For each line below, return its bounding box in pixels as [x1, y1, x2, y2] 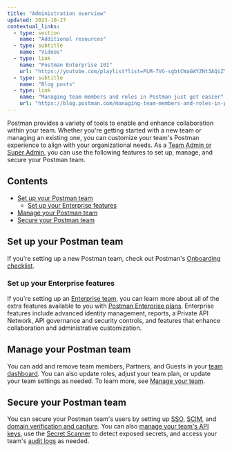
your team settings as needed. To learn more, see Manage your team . [7, 377, 206, 385]
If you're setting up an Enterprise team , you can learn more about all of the [7, 294, 220, 302]
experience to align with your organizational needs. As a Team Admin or [7, 141, 212, 149]
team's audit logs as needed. [7, 437, 90, 445]
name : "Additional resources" [19, 36, 107, 43]
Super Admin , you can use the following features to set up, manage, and [7, 148, 213, 156]
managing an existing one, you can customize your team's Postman [7, 133, 200, 141]
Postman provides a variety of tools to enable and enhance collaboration [7, 119, 214, 127]
